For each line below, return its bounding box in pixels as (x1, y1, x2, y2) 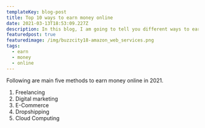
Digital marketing (15, 95, 59, 102)
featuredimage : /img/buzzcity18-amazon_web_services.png (6, 37, 154, 43)
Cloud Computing (15, 114, 60, 122)
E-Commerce (15, 101, 49, 108)
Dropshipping (15, 108, 50, 115)
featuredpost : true (6, 32, 56, 38)
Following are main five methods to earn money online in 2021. (6, 77, 164, 84)
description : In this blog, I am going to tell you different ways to (6, 26, 190, 32)
